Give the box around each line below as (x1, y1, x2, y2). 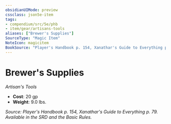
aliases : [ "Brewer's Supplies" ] (5, 31, 74, 36)
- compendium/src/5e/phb (5, 21, 58, 27)
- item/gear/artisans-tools (5, 26, 65, 31)
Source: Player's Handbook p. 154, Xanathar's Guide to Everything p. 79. (5, 108, 158, 114)
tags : (5, 17, 17, 22)
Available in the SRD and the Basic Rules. (5, 114, 92, 120)
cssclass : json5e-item (5, 12, 53, 17)
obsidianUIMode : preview (5, 7, 58, 13)
